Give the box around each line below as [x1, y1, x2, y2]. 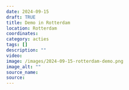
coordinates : [6, 31, 39, 37]
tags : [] [6, 42, 28, 48]
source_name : [6, 69, 39, 75]
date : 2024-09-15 [6, 8, 49, 15]
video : [6, 53, 23, 59]
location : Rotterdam [6, 25, 58, 31]
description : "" [6, 47, 46, 53]
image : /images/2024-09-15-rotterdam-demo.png [6, 58, 124, 64]
